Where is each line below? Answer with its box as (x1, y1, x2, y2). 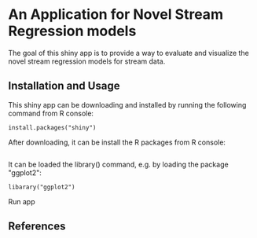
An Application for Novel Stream (8, 5, 224, 24)
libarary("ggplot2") (8, 183, 76, 191)
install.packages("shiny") (8, 123, 97, 131)
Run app (8, 196, 35, 206)
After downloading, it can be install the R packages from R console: (8, 137, 226, 147)
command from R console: (8, 108, 94, 118)
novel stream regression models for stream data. (8, 57, 166, 66)
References (8, 220, 66, 233)
